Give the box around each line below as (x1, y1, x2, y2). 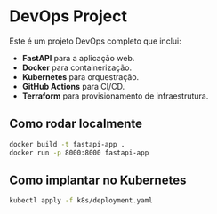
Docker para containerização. (21, 62, 132, 73)
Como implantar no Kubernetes (9, 172, 187, 187)
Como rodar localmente (9, 116, 143, 131)
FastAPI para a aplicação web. (21, 52, 135, 63)
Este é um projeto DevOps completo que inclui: (9, 36, 181, 46)
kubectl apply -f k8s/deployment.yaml (9, 196, 153, 205)
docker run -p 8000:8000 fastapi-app (9, 148, 149, 157)
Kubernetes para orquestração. (21, 71, 140, 82)
